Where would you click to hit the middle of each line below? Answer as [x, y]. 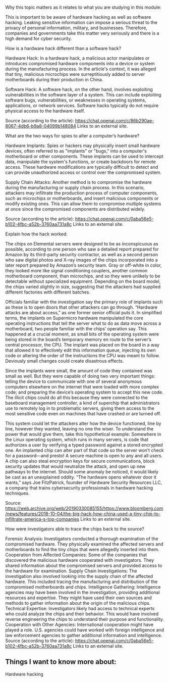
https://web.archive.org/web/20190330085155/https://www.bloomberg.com [84, 508]
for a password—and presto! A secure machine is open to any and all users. [84, 456]
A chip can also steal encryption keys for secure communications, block [80, 461]
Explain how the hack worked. [37, 234]
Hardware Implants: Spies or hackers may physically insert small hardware [82, 145]
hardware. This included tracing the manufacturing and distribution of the [81, 581]
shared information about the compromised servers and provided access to [84, 566]
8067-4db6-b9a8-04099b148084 [41, 126]
